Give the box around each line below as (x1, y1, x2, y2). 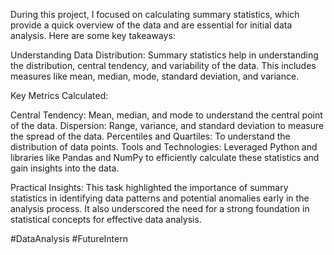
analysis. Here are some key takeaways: (10, 30, 176, 41)
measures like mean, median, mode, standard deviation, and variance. (10, 70, 300, 82)
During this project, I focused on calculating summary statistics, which (10, 9, 300, 20)
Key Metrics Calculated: (10, 90, 109, 101)
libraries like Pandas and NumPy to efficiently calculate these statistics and (10, 152, 320, 163)
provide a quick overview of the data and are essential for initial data (10, 19, 293, 31)
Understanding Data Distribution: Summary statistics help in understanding (10, 49, 319, 61)
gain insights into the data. (10, 162, 120, 174)
